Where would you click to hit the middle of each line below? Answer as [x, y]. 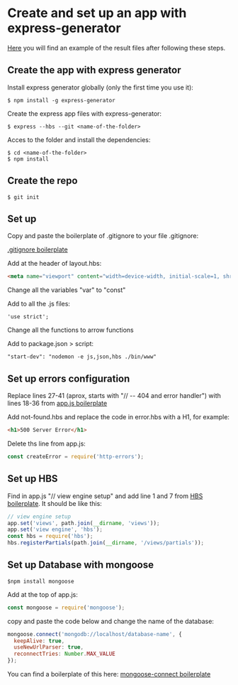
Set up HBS [33, 479]
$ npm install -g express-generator [61, 100]
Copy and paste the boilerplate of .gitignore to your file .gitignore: [103, 236]
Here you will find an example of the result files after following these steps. [117, 48]
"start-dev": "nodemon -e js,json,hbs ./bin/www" [82, 357]
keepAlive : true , [39, 641]
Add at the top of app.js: [42, 594]
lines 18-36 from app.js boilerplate [57, 404]
